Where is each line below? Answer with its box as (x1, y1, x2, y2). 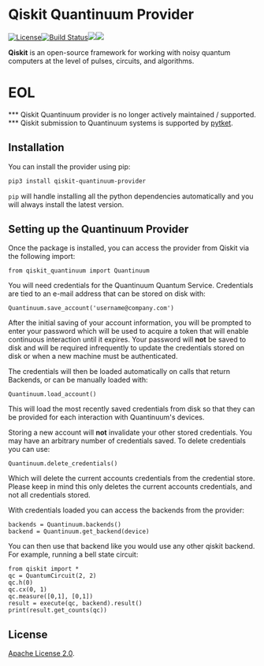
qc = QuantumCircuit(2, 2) (8, 572, 97, 580)
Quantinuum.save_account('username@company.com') (8, 305, 175, 313)
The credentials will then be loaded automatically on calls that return (8, 367, 231, 376)
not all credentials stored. (8, 490, 91, 500)
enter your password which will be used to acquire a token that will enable (8, 327, 249, 336)
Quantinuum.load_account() (8, 390, 97, 398)
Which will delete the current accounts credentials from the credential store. (8, 474, 255, 483)
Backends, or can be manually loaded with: (8, 376, 148, 385)
